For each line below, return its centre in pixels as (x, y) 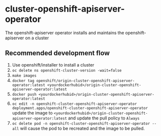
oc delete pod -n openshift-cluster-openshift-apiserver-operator (81, 123)
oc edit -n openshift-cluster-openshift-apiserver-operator (74, 104)
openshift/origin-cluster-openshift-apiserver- (86, 81)
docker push (24, 94)
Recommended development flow (57, 53)
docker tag (23, 81)
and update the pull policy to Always (104, 118)
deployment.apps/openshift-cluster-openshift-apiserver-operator (80, 108)
